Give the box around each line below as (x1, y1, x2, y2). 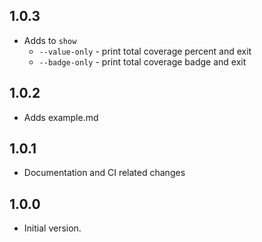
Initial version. (23, 222, 82, 234)
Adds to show (23, 34, 77, 46)
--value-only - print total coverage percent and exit (38, 45, 252, 57)
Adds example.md (23, 111, 99, 123)
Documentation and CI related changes (23, 167, 186, 179)
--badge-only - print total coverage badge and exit (38, 55, 247, 68)
